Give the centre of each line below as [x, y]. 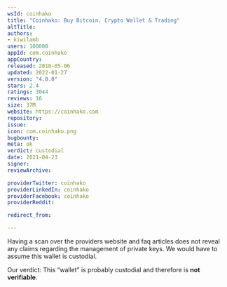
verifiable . [22, 277]
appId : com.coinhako [37, 53]
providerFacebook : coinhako [48, 196]
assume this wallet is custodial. [52, 256]
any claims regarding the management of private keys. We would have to [112, 249]
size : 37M [22, 105]
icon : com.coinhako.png [42, 131]
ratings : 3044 [28, 92]
